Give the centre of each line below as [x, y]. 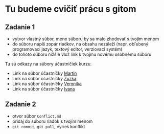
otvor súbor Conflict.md [36, 116]
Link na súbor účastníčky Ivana [43, 89]
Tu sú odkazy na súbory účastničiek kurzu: [48, 64]
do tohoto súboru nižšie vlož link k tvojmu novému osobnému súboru [82, 54]
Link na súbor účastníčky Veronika [47, 84]
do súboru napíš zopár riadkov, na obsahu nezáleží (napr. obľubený [80, 44]
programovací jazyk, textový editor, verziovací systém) [67, 49]
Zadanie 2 [21, 104]
